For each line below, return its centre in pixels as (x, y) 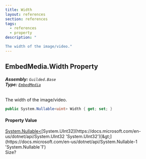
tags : (11, 24)
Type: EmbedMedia (23, 84)
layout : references (25, 14)
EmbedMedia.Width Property (52, 67)
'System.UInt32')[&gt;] (89, 137)
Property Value (21, 120)
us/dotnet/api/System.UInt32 (35, 137)
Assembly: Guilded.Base (31, 79)
